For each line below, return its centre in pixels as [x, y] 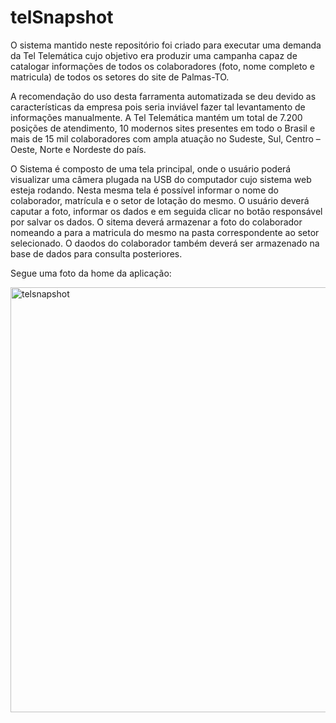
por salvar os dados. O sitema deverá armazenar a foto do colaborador [156, 222]
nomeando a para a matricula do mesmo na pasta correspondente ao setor [165, 232]
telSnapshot [62, 17]
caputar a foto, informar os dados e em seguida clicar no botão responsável [166, 211]
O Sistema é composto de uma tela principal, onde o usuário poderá [151, 168]
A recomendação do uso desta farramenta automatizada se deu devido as [163, 96]
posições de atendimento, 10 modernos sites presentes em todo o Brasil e [163, 128]
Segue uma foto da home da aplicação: [91, 273]
